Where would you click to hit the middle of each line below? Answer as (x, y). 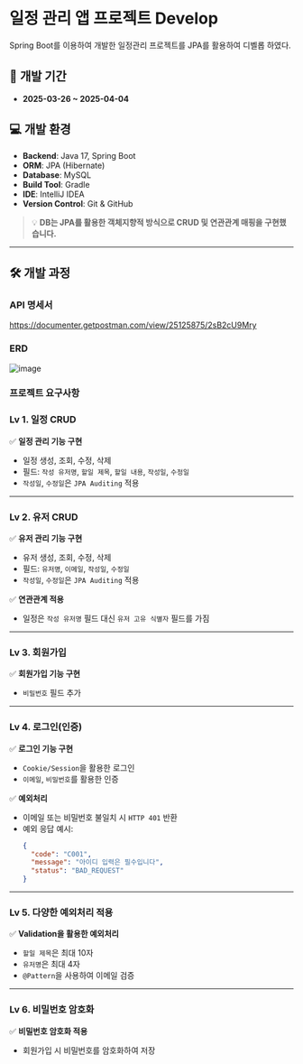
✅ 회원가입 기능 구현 (45, 674)
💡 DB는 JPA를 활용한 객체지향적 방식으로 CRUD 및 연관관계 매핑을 (147, 222)
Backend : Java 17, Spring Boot (79, 155)
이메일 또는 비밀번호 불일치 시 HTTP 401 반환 (100, 817)
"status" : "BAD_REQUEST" (78, 871)
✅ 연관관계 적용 (37, 599)
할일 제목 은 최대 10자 (58, 953)
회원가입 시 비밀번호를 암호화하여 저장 (89, 1050)
